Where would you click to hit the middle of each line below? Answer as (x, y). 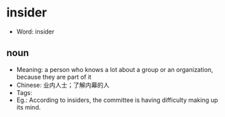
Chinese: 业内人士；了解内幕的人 (63, 85)
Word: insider (35, 31)
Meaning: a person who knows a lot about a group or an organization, (115, 69)
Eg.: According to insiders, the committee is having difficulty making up (117, 100)
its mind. (28, 107)
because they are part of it (54, 77)
